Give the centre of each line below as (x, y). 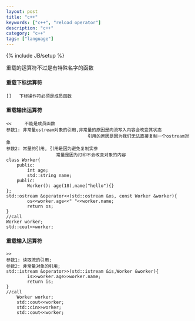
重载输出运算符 (24, 110)
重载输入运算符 (24, 241)
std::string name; (50, 176)
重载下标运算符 (24, 82)
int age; (38, 170)
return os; (41, 206)
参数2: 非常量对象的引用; (33, 266)
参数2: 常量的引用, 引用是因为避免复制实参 (52, 149)
